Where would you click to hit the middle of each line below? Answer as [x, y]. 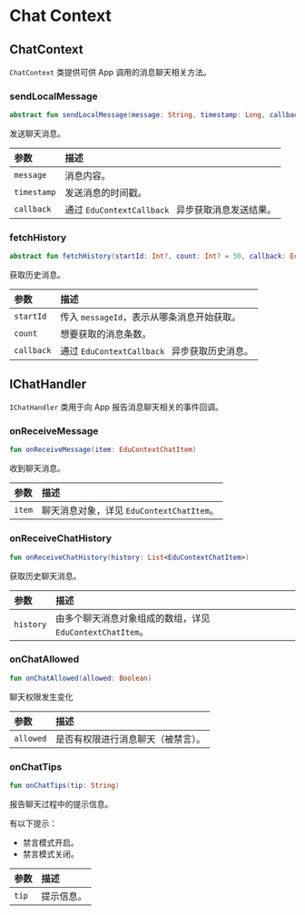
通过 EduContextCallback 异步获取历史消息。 [157, 351]
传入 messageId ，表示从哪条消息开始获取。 [151, 317]
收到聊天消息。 [37, 468]
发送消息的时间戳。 [106, 193]
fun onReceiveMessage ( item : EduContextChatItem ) [103, 450]
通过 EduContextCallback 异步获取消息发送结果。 [171, 210]
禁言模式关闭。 [50, 853]
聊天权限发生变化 [41, 696]
